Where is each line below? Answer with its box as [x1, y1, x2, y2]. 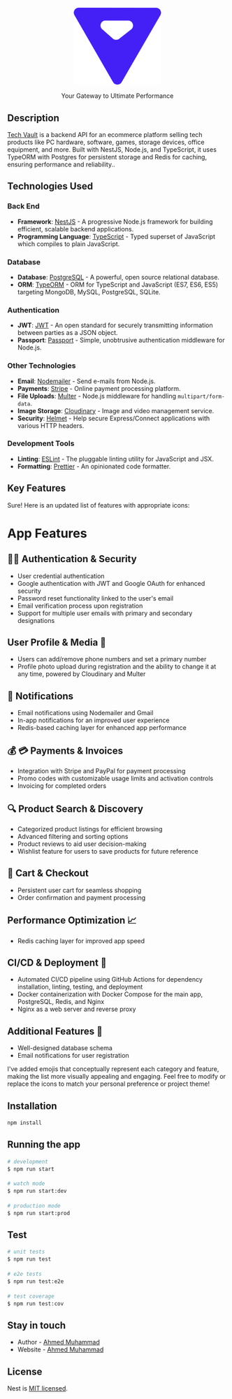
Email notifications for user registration [17, 1052, 129, 1060]
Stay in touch [7, 1319, 66, 1331]
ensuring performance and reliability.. [7, 160, 115, 168]
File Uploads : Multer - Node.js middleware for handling [17, 392, 177, 400]
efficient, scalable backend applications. [17, 224, 134, 233]
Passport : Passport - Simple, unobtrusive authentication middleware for [17, 336, 225, 345]
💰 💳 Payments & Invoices [7, 745, 124, 756]
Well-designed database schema [17, 1044, 113, 1052]
